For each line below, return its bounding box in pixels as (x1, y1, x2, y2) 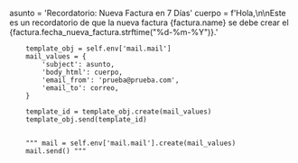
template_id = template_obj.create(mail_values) (25, 107, 212, 116)
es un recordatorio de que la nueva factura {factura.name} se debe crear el (9, 17, 289, 28)
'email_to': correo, (42, 84, 119, 93)
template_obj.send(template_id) (25, 115, 147, 124)
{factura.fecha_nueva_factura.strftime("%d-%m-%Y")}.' (9, 27, 219, 37)
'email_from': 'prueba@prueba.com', (42, 76, 180, 85)
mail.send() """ (25, 147, 88, 156)
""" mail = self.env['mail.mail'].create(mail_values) (25, 139, 237, 148)
